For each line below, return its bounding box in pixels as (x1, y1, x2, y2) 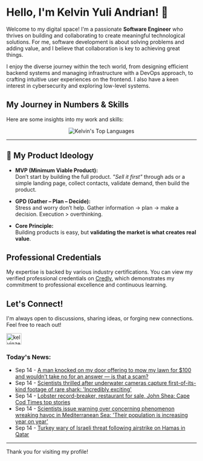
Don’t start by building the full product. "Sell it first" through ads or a (14, 173, 185, 180)
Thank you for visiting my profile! (6, 448, 89, 456)
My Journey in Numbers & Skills (6, 100, 129, 110)
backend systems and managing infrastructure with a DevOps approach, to (6, 69, 193, 76)
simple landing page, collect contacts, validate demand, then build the (14, 179, 190, 187)
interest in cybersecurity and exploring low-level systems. (6, 82, 150, 89)
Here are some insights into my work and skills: (6, 115, 124, 123)
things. (6, 51, 24, 58)
